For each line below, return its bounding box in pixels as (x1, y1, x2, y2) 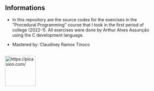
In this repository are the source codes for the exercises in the (12, 16, 137, 22)
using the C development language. (12, 32, 84, 38)
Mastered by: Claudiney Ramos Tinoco (12, 41, 90, 47)
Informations (5, 4, 45, 12)
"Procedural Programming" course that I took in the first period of (12, 22, 144, 28)
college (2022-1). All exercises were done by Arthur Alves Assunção (12, 27, 150, 33)
